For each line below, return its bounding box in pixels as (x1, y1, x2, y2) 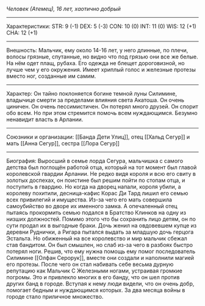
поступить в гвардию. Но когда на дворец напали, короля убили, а (6, 183, 181, 190)
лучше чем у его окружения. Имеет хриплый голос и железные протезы (6, 66, 196, 73)
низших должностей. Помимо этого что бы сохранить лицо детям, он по (6, 215, 196, 223)
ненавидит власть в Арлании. (6, 116, 84, 123)
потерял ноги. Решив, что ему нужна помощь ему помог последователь (6, 248, 196, 255)
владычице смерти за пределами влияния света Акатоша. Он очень (6, 97, 185, 103)
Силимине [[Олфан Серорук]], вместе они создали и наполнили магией (6, 254, 194, 261)
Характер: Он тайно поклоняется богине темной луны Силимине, (6, 90, 177, 97)
